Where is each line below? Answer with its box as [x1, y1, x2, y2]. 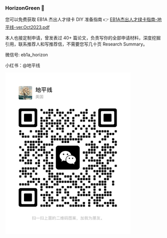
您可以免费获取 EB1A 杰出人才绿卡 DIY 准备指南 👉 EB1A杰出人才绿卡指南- [5, 16, 157, 22]
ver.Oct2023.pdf [15, 24, 50, 30]
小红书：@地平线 [5, 62, 40, 68]
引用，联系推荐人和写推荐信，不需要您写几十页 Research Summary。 [5, 41, 147, 47]
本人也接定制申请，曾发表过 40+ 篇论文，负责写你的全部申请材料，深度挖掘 [5, 35, 161, 41]
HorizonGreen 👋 [5, 4, 45, 11]
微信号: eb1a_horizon [5, 52, 48, 58]
